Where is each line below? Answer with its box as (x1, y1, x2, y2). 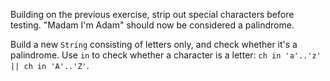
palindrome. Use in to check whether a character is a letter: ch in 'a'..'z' (10, 49, 322, 61)
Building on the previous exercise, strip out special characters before (10, 9, 295, 20)
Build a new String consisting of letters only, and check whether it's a (10, 39, 298, 50)
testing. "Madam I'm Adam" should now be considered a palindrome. (10, 19, 295, 31)
